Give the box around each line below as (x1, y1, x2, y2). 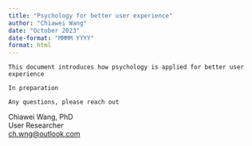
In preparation (8, 85, 59, 93)
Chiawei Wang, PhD (8, 112, 73, 122)
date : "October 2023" (8, 26, 81, 34)
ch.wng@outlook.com (8, 129, 81, 139)
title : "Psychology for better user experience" (8, 11, 173, 20)
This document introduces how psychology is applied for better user (8, 63, 245, 72)
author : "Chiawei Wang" (8, 19, 88, 27)
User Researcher (8, 120, 64, 130)
